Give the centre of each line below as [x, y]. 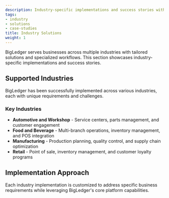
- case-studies [21, 29]
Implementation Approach [47, 173]
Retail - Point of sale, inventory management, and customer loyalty [82, 151]
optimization [25, 146]
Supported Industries [39, 78]
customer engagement [36, 125]
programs [23, 157]
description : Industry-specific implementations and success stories [80, 10]
